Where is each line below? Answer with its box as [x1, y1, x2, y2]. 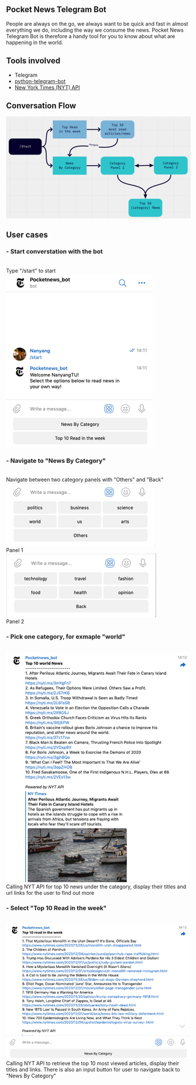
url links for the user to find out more [6, 890, 95, 897]
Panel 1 [6, 547, 23, 554]
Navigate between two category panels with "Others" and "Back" [6, 476, 164, 483]
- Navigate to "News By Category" [6, 456, 106, 465]
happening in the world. [6, 39, 63, 46]
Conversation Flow [6, 101, 77, 111]
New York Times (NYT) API [14, 84, 80, 91]
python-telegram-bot [14, 77, 66, 84]
